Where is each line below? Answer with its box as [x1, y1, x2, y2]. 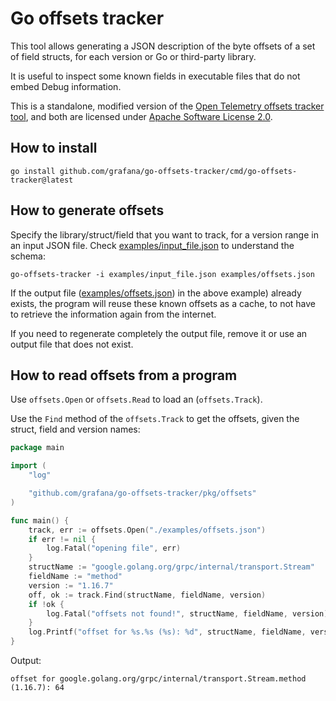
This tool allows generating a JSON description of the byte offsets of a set [10, 40, 316, 52]
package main [10, 443, 65, 453]
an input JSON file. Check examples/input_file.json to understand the [10, 239, 295, 251]
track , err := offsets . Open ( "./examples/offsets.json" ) [28, 525, 267, 535]
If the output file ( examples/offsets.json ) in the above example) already [10, 287, 302, 299]
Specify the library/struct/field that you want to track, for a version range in [10, 228, 319, 241]
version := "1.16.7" [28, 580, 114, 591]
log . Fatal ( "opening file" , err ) [46, 543, 182, 554]
